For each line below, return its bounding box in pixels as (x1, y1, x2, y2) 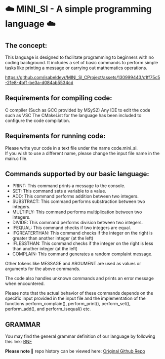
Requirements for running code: (5, 132, 106, 140)
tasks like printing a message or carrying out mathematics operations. (5, 65, 147, 71)
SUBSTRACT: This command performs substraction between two (12, 199, 145, 204)
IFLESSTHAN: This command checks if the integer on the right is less (12, 240, 154, 246)
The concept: (5, 41, 47, 49)
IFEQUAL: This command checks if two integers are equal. (12, 225, 131, 231)
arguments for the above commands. (5, 266, 81, 272)
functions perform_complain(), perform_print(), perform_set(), (5, 301, 131, 307)
